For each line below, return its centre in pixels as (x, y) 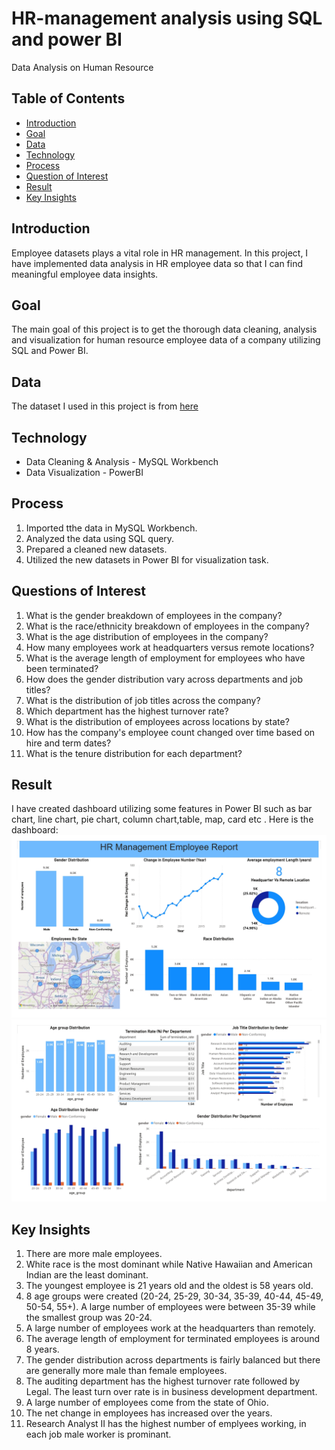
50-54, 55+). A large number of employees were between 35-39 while (170, 1306)
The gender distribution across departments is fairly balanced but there (173, 1360)
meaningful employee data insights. (85, 274)
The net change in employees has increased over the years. (149, 1413)
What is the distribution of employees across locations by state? (157, 721)
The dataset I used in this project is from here (105, 406)
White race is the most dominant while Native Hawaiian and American (169, 1264)
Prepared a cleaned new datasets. (96, 549)
